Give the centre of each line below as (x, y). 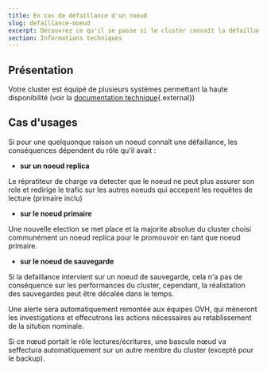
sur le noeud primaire (56, 213)
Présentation (41, 70)
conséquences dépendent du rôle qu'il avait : (82, 150)
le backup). (27, 358)
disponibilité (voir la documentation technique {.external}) (102, 98)
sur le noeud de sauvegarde (67, 261)
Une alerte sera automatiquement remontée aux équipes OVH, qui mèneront (133, 309)
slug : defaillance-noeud (49, 23)
